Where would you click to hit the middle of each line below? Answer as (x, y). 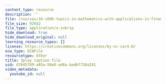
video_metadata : (22, 70)
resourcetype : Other (26, 56)
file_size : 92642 (23, 23)
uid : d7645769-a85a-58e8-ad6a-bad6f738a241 (51, 65)
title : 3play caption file (33, 60)
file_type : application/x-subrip (40, 28)
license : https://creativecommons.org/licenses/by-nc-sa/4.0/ (70, 46)
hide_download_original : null (36, 38)
